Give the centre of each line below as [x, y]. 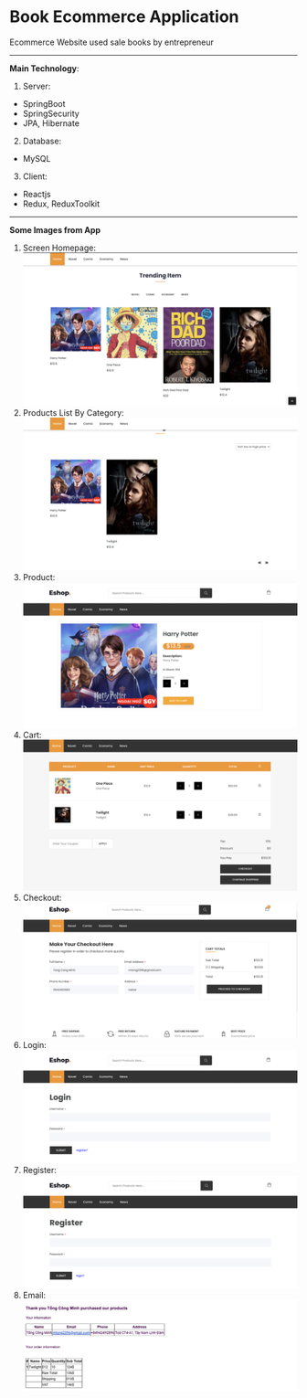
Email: [34, 1295]
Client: [35, 176]
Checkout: [42, 897]
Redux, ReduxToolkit [61, 204]
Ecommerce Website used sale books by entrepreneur [112, 42]
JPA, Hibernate [51, 123]
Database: [42, 141]
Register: [40, 1170]
